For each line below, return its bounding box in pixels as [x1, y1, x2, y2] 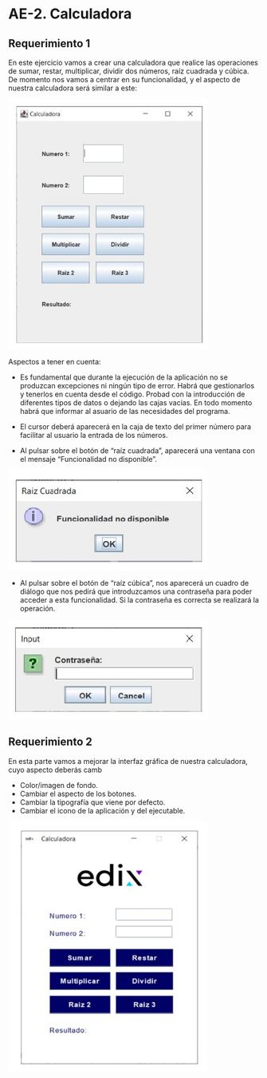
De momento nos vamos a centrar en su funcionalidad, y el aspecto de [8, 75, 241, 84]
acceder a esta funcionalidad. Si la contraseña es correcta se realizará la [19, 595, 259, 604]
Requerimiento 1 [8, 37, 91, 50]
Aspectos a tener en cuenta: [8, 357, 101, 366]
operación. [19, 604, 56, 613]
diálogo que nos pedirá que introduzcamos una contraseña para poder [19, 587, 253, 596]
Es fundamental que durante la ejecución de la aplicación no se [19, 372, 229, 382]
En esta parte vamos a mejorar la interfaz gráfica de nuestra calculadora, [8, 756, 249, 766]
